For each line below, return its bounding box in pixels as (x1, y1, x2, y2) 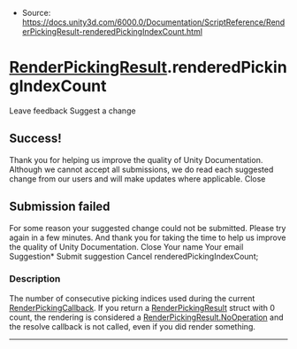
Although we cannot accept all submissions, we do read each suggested (9, 164, 274, 174)
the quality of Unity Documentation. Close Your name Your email (9, 241, 244, 252)
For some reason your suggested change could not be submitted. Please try (9, 222, 286, 233)
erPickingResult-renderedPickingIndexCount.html (21, 27, 203, 36)
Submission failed (9, 199, 110, 214)
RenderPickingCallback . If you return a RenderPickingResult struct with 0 (9, 302, 276, 313)
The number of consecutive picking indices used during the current (9, 292, 255, 304)
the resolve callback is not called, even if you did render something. (9, 321, 256, 331)
